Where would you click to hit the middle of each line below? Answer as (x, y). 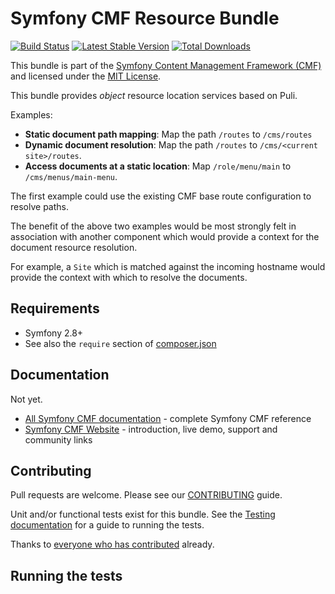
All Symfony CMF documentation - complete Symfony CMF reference (168, 418)
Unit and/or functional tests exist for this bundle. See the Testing (143, 514)
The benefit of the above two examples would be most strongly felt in (153, 226)
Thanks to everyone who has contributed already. (112, 544)
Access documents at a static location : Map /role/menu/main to (158, 166)
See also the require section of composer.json (120, 343)
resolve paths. (39, 206)
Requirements (55, 308)
